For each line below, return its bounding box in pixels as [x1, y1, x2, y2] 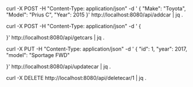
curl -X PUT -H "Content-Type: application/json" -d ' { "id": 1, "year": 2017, [6, 45, 188, 52]
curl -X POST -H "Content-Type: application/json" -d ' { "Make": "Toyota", [6, 5, 186, 12]
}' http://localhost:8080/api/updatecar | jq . [6, 63, 111, 70]
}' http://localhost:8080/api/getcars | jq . [6, 34, 105, 41]
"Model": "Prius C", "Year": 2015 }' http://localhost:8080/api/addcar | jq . [6, 11, 184, 18]
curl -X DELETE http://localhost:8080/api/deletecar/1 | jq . [6, 75, 147, 81]
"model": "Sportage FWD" [6, 52, 70, 58]
